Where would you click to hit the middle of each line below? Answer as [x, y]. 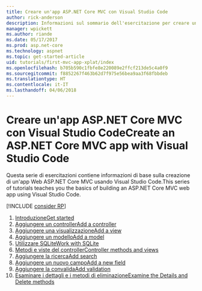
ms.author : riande [29, 34]
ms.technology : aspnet [35, 51]
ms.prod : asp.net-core [35, 46]
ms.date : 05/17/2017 [32, 40]
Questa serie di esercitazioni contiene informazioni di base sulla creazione [98, 175]
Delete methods [35, 281]
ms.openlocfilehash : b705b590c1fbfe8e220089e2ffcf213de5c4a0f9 [87, 68]
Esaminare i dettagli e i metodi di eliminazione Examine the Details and [101, 275]
